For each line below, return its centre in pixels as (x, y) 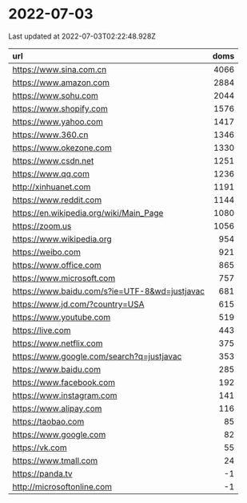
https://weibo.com (47, 252)
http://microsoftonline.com (62, 486)
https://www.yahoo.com (58, 121)
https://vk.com (40, 448)
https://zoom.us (42, 225)
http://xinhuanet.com (52, 187)
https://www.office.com (57, 265)
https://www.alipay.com (57, 408)
